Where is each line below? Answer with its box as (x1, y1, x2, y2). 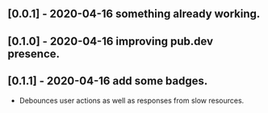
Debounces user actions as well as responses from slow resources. (19, 95, 245, 105)
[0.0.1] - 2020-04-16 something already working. (7, 7, 261, 21)
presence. (7, 46, 61, 60)
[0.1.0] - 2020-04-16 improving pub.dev (7, 34, 214, 48)
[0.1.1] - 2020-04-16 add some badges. (7, 75, 208, 88)
